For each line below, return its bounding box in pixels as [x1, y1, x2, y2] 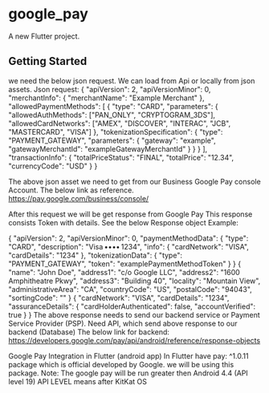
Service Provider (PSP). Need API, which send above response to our [8, 318, 238, 328]
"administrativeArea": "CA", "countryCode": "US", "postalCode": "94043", [8, 284, 253, 294]
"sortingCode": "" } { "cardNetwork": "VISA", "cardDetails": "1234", [8, 293, 230, 302]
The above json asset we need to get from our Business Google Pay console [8, 176, 261, 186]
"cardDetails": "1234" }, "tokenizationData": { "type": [8, 250, 183, 260]
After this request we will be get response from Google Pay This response [8, 209, 253, 219]
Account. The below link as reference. [8, 185, 134, 195]
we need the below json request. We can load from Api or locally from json [8, 75, 255, 85]
